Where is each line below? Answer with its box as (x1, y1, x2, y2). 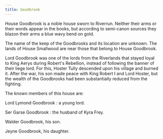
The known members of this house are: (5, 90, 84, 96)
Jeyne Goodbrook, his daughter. (5, 128, 70, 134)
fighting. (5, 81, 22, 87)
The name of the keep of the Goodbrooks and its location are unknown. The (5, 40, 157, 46)
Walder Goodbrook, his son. (5, 119, 61, 124)
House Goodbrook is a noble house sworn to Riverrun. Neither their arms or (5, 20, 157, 26)
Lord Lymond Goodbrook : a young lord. (5, 99, 85, 105)
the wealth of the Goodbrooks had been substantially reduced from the (5, 76, 147, 81)
